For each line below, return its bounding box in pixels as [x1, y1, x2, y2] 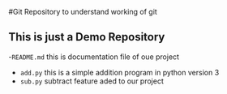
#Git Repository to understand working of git [8, 7, 158, 16]
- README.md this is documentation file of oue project [8, 52, 180, 62]
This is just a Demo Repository [8, 30, 165, 44]
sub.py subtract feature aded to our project [19, 76, 164, 86]
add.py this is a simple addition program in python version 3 [19, 67, 220, 77]
